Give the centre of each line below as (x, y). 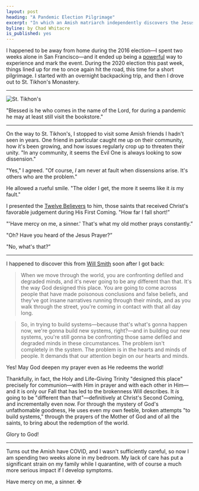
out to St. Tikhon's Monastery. (43, 82)
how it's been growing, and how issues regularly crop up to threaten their (96, 146)
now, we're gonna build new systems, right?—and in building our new (105, 331)
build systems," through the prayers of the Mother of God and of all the (93, 417)
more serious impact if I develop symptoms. (60, 470)
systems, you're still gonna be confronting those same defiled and (101, 337)
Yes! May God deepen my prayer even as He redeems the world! (85, 367)
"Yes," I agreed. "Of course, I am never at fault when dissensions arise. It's (97, 171)
